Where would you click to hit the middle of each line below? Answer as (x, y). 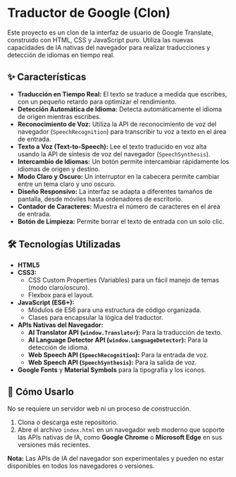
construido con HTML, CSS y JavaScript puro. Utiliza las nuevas (100, 39)
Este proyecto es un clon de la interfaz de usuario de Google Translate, (110, 32)
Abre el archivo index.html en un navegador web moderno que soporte (121, 430)
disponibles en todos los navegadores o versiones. (81, 466)
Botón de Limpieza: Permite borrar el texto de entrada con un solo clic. (121, 221)
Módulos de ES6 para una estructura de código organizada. (115, 310)
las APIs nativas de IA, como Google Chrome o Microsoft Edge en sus (120, 438)
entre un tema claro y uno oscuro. (67, 184)
